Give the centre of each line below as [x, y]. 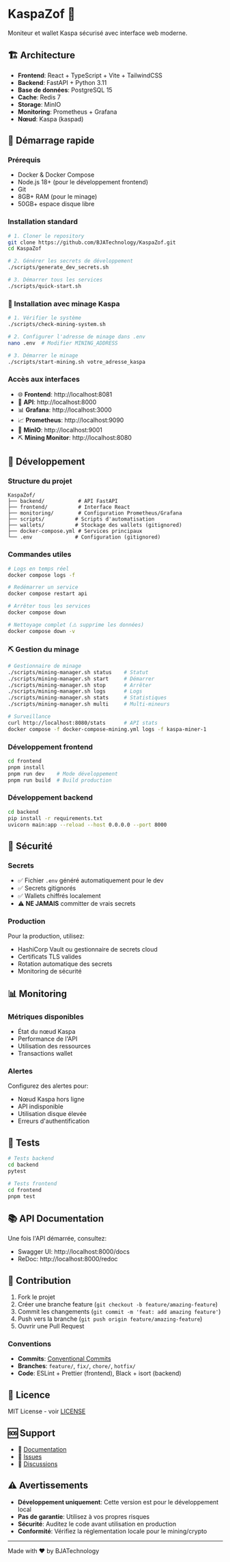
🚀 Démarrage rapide [51, 141]
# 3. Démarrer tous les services [55, 280]
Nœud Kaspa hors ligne [51, 1100]
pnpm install [26, 767]
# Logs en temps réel [39, 569]
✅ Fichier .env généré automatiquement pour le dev [90, 880]
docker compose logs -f [42, 575]
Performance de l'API [47, 1039]
